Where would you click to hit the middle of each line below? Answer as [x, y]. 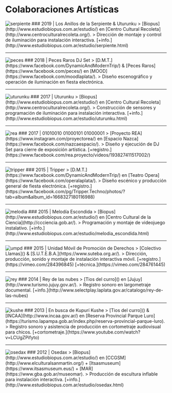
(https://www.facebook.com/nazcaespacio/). [53, 144]
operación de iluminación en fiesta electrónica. [55, 82]
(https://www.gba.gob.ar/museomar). [45, 374]
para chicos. [18, 332]
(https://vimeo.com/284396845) [40, 264]
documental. [18, 290]
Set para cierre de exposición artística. [46, 149]
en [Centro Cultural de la [125, 217]
